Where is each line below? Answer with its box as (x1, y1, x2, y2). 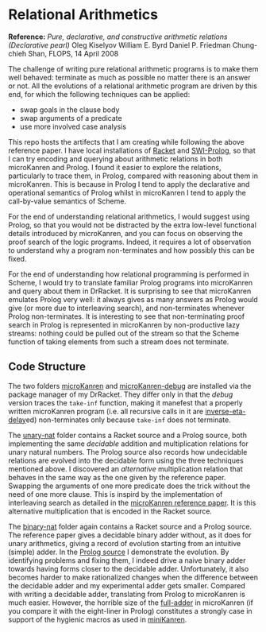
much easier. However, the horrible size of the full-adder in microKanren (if (8, 598, 254, 607)
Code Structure (8, 360, 86, 374)
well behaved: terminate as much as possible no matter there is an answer (8, 72, 252, 82)
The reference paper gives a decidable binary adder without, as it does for (8, 530, 252, 540)
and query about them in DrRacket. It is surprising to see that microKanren (8, 286, 252, 296)
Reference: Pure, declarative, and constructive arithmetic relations (8, 32, 228, 41)
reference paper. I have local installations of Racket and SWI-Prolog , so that (8, 145, 256, 155)
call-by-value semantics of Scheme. (8, 196, 127, 206)
